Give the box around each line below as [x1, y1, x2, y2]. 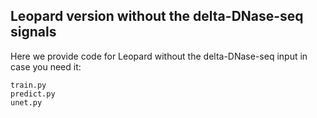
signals [10, 24, 57, 41]
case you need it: [10, 60, 82, 73]
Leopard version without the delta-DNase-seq [10, 8, 304, 25]
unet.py [10, 97, 43, 108]
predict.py [10, 89, 56, 99]
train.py [10, 80, 47, 90]
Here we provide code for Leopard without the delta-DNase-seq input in [10, 50, 308, 62]
